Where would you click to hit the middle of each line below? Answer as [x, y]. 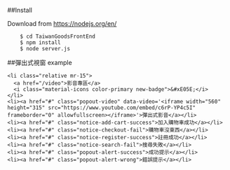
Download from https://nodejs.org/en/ [62, 23]
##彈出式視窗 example [40, 63]
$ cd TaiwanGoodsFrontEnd [58, 36]
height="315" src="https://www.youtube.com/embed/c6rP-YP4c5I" [102, 108]
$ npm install [40, 43]
